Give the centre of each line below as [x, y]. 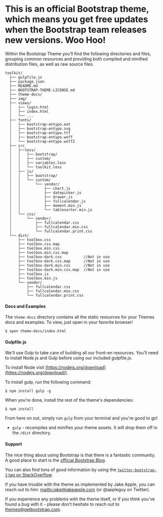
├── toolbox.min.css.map [43, 253]
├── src [17, 146]
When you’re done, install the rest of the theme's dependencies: [69, 400]
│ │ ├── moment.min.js [45, 205]
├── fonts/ [20, 120]
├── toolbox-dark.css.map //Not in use [64, 261]
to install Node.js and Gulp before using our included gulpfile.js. [69, 358]
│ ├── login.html [29, 107]
